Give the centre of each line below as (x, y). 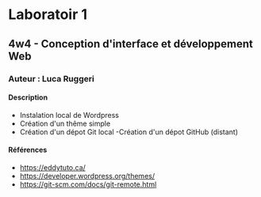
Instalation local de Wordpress (69, 115)
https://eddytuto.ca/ (52, 167)
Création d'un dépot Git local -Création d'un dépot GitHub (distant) (129, 131)
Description (28, 97)
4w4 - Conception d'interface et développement (131, 44)
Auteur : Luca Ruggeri (52, 78)
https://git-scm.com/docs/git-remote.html (88, 184)
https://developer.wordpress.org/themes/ (87, 176)
